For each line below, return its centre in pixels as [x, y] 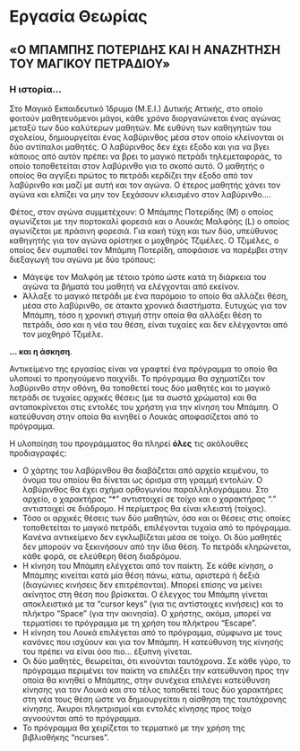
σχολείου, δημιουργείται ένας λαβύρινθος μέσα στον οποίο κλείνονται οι [147, 137]
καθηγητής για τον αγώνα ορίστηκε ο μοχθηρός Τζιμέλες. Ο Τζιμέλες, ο [144, 240]
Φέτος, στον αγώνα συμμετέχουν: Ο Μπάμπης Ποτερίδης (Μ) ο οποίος [141, 212]
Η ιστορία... [36, 89]
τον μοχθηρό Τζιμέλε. [63, 334]
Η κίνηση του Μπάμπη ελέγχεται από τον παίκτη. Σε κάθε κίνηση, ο [148, 565]
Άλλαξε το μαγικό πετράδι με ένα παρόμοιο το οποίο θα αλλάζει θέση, [155, 296]
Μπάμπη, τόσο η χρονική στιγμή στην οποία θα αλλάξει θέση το [142, 315]
